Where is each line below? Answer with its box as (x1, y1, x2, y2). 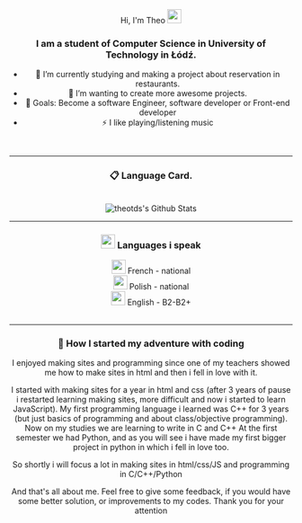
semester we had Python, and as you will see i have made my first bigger (15, 432, 287, 443)
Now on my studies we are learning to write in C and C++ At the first (24, 422, 278, 434)
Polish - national (129, 280, 190, 291)
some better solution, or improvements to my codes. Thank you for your (17, 496, 285, 507)
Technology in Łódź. (105, 49, 197, 61)
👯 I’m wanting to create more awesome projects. (67, 88, 247, 99)
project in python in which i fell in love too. (73, 442, 229, 453)
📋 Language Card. (109, 170, 193, 182)
